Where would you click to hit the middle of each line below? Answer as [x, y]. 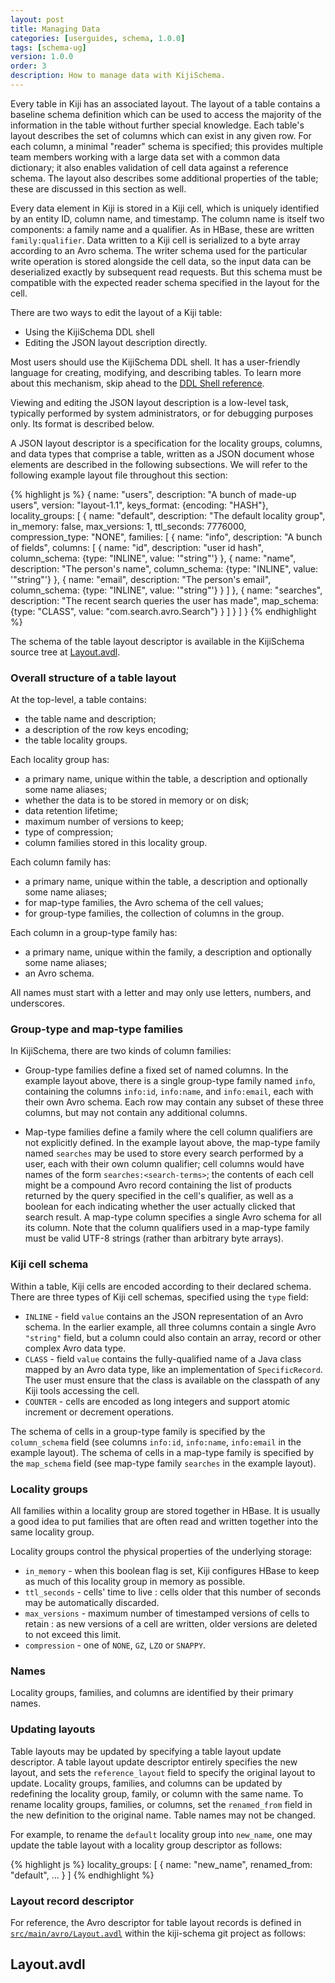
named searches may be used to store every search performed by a [164, 1153]
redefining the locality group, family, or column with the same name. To [157, 1793]
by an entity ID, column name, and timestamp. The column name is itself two [167, 218]
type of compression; [69, 832]
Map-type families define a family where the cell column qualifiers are [168, 1132]
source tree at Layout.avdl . [65, 652]
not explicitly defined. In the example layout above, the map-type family [172, 1143]
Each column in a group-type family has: [94, 933]
